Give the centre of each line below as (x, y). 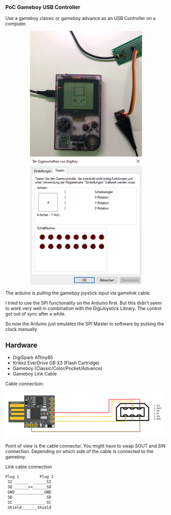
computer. (16, 24)
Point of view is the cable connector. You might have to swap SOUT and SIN (85, 446)
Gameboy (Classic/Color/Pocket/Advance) (57, 368)
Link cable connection (29, 467)
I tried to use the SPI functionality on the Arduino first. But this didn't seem (84, 303)
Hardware (21, 345)
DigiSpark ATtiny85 (33, 358)
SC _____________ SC (29, 502)
